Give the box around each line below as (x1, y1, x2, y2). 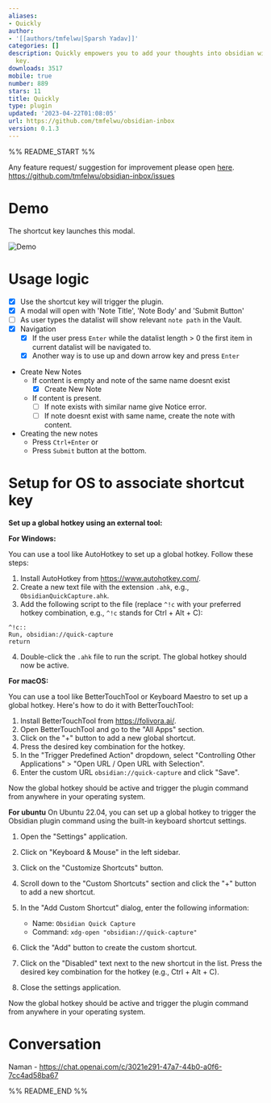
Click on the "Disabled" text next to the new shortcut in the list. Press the (19, 958, 262, 968)
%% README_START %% (8, 146, 95, 156)
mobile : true (8, 72, 52, 80)
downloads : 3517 (8, 65, 63, 73)
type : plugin (8, 102, 52, 110)
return (8, 638, 31, 646)
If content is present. (31, 394, 102, 403)
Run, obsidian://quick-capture (8, 631, 114, 639)
